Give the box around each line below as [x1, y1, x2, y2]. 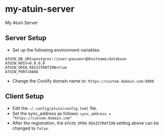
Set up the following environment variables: [12, 47, 101, 53]
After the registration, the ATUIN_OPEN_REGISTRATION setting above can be [12, 120, 159, 126]
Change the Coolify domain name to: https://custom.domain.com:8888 [12, 78, 154, 84]
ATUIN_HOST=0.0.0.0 [5, 60, 45, 66]
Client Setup [5, 92, 44, 101]
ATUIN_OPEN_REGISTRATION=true [5, 65, 67, 70]
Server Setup [5, 34, 47, 42]
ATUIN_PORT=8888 [5, 69, 38, 74]
